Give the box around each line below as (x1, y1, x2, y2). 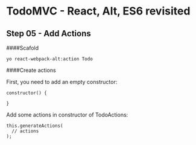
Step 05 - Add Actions (6, 28, 92, 39)
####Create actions (6, 66, 56, 74)
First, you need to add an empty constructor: (6, 79, 118, 85)
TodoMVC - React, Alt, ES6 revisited (6, 4, 191, 18)
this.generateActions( (6, 123, 63, 129)
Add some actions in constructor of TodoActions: (6, 111, 128, 118)
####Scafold (6, 44, 39, 51)
